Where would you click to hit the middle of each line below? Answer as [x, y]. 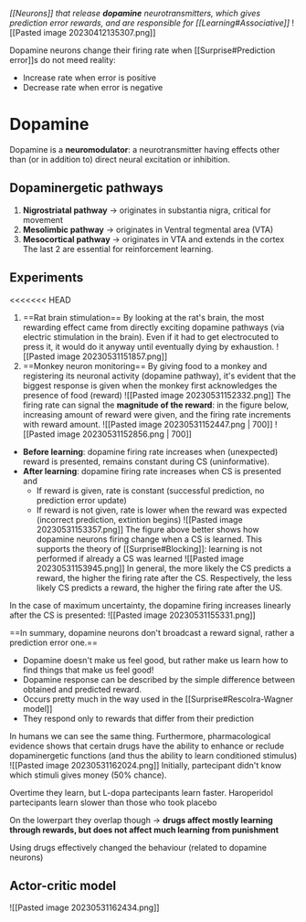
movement [43, 219]
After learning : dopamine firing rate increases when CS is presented [152, 471]
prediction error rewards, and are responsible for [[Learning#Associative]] [150, 23]
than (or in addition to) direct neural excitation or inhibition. [120, 159]
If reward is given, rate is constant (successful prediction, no [150, 490]
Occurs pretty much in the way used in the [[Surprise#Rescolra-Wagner [158, 699]
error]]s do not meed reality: [63, 60]
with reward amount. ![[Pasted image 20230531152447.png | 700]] [148, 424]
